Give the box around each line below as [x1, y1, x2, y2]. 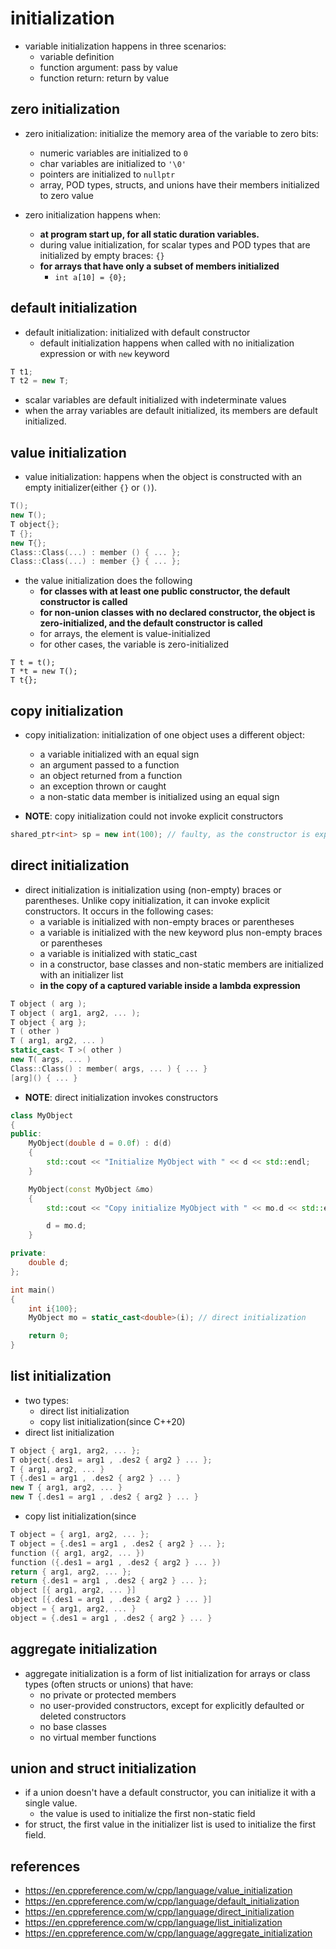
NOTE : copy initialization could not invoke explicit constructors [24, 810, 284, 822]
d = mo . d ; [46, 1221, 87, 1231]
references [10, 1858, 81, 1875]
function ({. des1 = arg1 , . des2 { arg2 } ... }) [10, 1557, 222, 1567]
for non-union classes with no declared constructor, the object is [39, 607, 316, 619]
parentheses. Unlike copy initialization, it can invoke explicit [24, 894, 270, 906]
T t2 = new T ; [10, 376, 70, 386]
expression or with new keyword [39, 347, 170, 359]
